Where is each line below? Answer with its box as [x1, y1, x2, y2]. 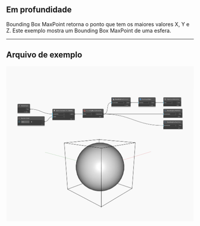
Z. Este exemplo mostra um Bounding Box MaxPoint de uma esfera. [6, 27, 171, 34]
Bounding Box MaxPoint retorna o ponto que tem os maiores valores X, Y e [6, 20, 190, 27]
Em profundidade [6, 5, 72, 15]
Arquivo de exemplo [6, 50, 82, 60]
